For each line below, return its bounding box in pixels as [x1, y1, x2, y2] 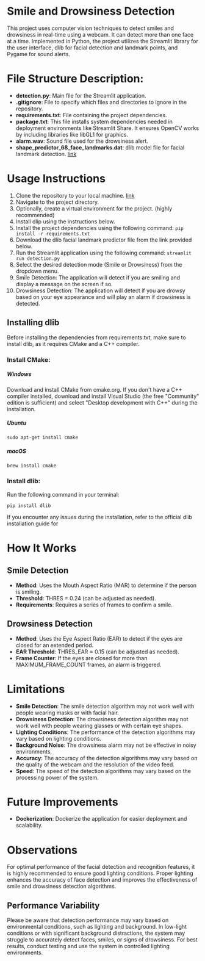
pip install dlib [7, 502, 51, 509]
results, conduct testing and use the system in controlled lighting [7, 943, 170, 950]
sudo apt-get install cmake [7, 434, 79, 441]
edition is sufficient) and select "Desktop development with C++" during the [7, 398, 198, 406]
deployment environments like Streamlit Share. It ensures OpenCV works [15, 124, 200, 132]
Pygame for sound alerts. [7, 50, 71, 57]
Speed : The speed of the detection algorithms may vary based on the [15, 767, 192, 774]
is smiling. [15, 588, 41, 596]
